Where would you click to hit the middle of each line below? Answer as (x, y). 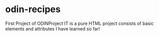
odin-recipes (33, 9)
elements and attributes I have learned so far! (53, 28)
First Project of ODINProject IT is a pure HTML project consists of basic (80, 23)
